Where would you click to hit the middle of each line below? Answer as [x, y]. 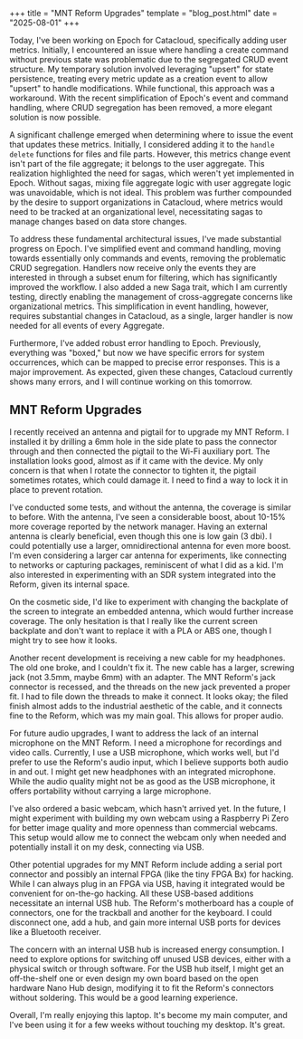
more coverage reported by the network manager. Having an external [139, 526]
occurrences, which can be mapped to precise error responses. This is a [145, 362]
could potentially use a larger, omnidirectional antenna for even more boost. [150, 545]
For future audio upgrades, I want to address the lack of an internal [134, 733]
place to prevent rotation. [57, 489]
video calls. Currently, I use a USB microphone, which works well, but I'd [144, 752]
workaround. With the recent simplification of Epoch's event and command [149, 98]
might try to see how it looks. [63, 640]
